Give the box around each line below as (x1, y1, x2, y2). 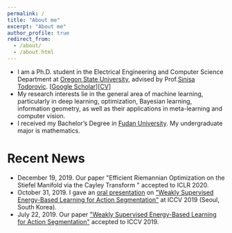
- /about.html (13, 49, 54, 56)
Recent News (7, 151, 85, 167)
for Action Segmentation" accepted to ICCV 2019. (17, 217, 159, 225)
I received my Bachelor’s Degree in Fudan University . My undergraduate (17, 119, 223, 127)
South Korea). (17, 203, 57, 211)
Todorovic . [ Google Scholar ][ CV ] (17, 82, 111, 91)
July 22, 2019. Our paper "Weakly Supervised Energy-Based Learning (17, 210, 217, 218)
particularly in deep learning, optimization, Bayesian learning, (17, 97, 193, 105)
